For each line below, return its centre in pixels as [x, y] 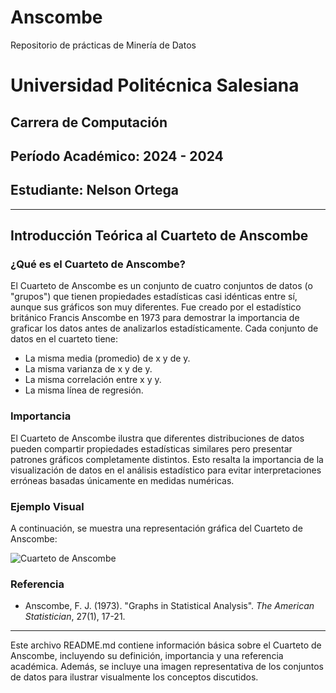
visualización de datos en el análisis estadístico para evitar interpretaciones [166, 470]
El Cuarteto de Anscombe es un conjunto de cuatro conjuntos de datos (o [161, 286]
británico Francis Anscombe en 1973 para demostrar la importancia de [155, 318]
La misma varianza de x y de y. [88, 369]
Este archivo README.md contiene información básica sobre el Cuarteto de [166, 645]
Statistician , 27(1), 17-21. [75, 617]
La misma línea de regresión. [84, 390]
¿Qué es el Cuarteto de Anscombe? [98, 264]
